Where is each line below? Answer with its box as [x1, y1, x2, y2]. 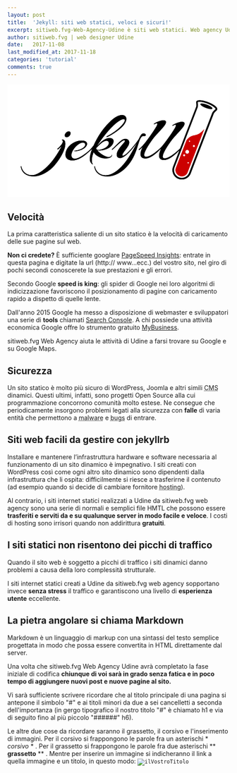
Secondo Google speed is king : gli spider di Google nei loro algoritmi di [7, 279, 215, 288]
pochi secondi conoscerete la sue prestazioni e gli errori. [7, 266, 173, 274]
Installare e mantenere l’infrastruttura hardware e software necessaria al [7, 452, 217, 461]
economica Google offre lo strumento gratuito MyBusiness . [7, 323, 180, 331]
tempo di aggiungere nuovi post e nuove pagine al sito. [7, 677, 171, 686]
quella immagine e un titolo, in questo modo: [7, 757, 136, 765]
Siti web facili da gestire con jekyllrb [7, 434, 170, 446]
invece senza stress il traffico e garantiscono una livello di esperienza [7, 586, 213, 595]
